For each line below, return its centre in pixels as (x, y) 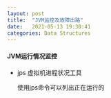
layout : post (26, 14)
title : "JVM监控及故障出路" (46, 20)
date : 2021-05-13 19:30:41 (49, 26)
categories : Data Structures (49, 33)
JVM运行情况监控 (32, 56)
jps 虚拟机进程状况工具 (50, 73)
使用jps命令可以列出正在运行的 (61, 88)
